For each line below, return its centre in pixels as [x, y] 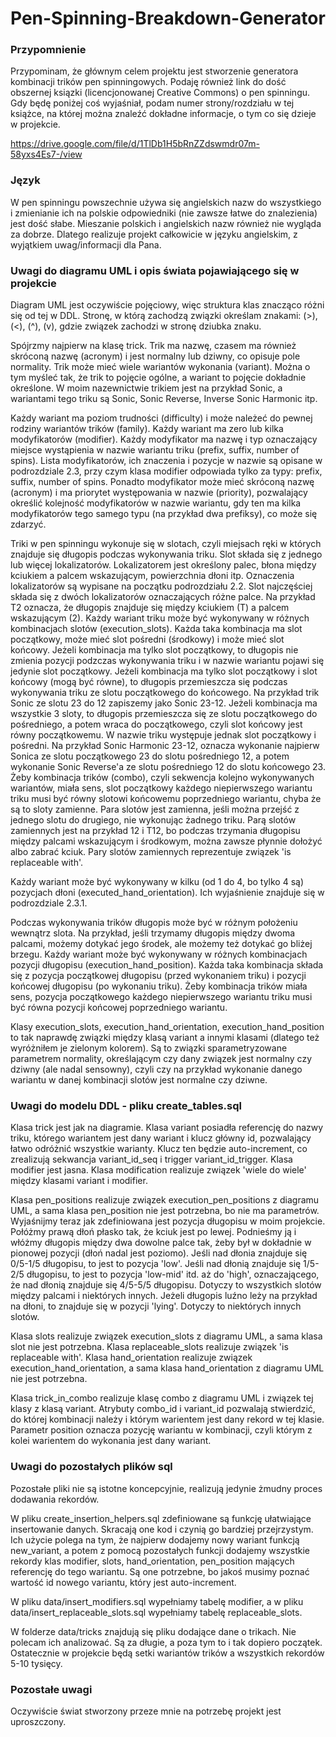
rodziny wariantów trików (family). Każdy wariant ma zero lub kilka [147, 429]
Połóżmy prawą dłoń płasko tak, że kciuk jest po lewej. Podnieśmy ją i [153, 1232]
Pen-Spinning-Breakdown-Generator [168, 18]
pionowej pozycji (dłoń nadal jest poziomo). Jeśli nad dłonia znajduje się [159, 1253]
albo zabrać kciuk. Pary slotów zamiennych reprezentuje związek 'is [151, 852]
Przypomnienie [48, 50]
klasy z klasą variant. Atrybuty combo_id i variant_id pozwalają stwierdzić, [163, 1409]
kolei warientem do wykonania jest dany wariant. [111, 1441]
